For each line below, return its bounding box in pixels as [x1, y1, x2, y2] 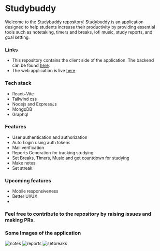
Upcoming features [5, 177, 52, 184]
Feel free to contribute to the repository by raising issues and [5, 211, 151, 218]
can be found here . [12, 62, 50, 68]
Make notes [12, 160, 36, 166]
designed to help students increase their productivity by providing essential [5, 24, 156, 30]
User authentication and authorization [12, 134, 88, 140]
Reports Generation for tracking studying [12, 149, 94, 155]
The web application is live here [12, 68, 76, 74]
